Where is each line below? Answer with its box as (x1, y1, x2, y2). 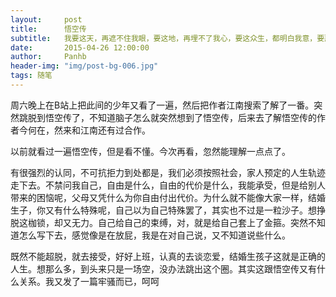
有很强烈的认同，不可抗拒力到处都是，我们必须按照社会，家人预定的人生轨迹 (10, 166, 326, 178)
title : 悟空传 (10, 24, 87, 34)
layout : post (10, 14, 83, 25)
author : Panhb (10, 52, 87, 62)
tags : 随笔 (10, 71, 53, 81)
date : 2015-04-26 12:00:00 (10, 42, 150, 53)
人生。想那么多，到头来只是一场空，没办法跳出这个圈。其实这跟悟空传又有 (10, 262, 317, 275)
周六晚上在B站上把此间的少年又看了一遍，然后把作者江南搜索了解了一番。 (10, 99, 315, 111)
